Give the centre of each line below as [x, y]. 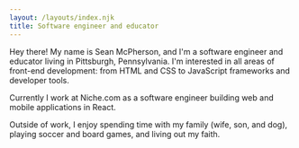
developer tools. [39, 80]
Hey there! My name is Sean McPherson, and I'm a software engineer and [146, 51]
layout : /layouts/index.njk [62, 17]
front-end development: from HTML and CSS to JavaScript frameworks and [150, 70]
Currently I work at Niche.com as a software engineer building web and [141, 97]
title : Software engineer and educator [84, 26]
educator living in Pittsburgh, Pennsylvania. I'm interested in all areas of [142, 61]
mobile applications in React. [63, 107]
